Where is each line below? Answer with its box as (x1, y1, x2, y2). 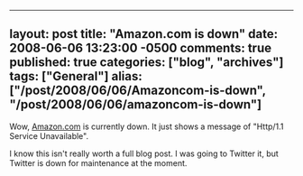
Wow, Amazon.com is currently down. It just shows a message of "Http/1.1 (9, 121, 284, 132)
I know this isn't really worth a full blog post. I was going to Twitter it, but (9, 148, 280, 159)
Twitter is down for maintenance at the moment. (9, 157, 188, 168)
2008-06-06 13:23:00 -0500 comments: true (9, 41, 272, 56)
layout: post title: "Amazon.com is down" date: (9, 26, 278, 42)
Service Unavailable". (9, 130, 88, 141)
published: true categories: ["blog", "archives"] (9, 55, 284, 70)
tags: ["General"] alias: (9, 69, 142, 84)
